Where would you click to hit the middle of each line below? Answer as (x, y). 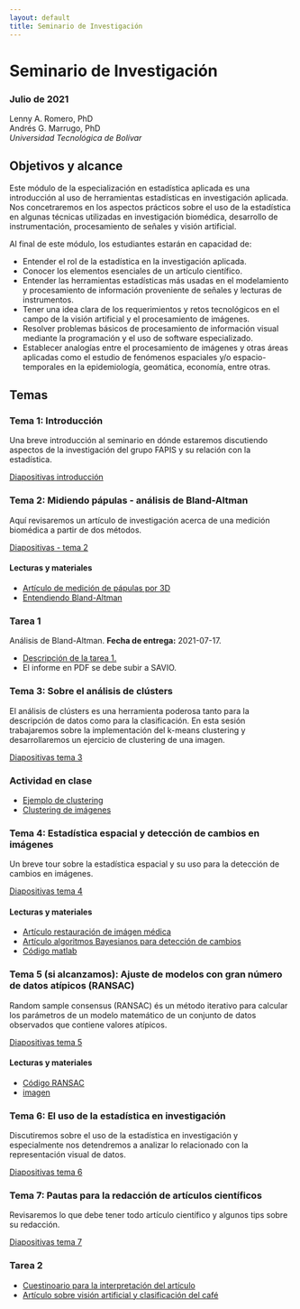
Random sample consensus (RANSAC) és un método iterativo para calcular (149, 1005)
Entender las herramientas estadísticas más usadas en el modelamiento (155, 280)
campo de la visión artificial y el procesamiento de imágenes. (136, 319)
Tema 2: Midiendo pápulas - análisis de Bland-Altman (129, 500)
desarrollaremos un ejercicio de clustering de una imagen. (117, 739)
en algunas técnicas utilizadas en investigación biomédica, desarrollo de (144, 217)
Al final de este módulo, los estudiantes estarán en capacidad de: (131, 244)
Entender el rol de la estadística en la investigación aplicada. (134, 261)
